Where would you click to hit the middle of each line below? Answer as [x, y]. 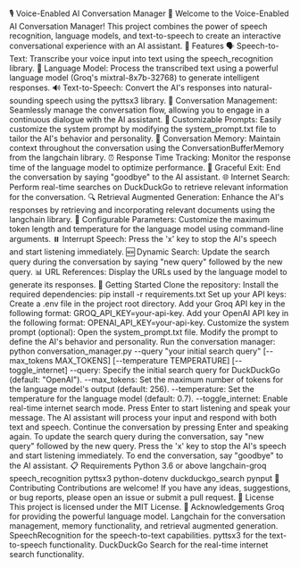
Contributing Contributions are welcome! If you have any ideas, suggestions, [150, 488]
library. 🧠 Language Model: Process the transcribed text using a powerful [144, 68]
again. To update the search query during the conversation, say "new [137, 436]
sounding [27, 100]
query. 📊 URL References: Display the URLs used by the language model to [148, 272]
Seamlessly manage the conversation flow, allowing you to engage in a [139, 110]
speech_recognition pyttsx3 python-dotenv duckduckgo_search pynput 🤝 [145, 478]
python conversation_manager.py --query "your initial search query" [135, 351]
